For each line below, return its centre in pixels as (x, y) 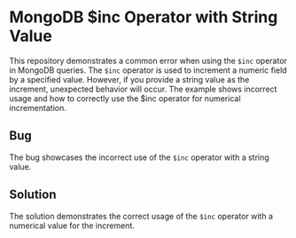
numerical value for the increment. (72, 226)
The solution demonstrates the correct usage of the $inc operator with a (141, 216)
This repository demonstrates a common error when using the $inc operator (148, 60)
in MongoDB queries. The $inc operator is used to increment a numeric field (148, 70)
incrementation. (38, 107)
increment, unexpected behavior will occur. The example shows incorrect (143, 89)
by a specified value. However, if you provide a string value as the (129, 79)
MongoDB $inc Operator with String (144, 17)
